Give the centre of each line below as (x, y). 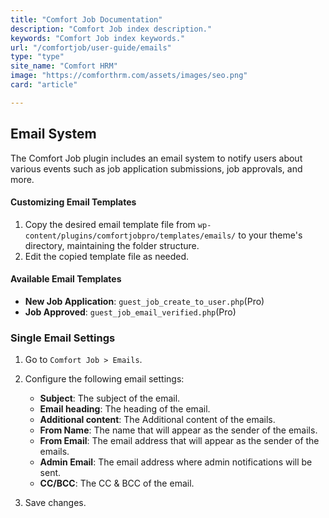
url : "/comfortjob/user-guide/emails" (91, 47)
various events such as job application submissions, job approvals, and (156, 168)
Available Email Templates (66, 279)
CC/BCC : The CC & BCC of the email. (117, 483)
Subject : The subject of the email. (110, 398)
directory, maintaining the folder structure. (112, 245)
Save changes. (55, 503)
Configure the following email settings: (104, 379)
